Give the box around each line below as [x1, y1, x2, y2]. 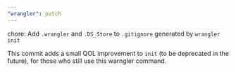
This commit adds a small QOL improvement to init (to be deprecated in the [7, 49, 229, 57]
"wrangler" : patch [7, 10, 61, 17]
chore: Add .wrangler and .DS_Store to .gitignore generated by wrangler [7, 29, 221, 38]
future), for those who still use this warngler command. [7, 57, 167, 65]
